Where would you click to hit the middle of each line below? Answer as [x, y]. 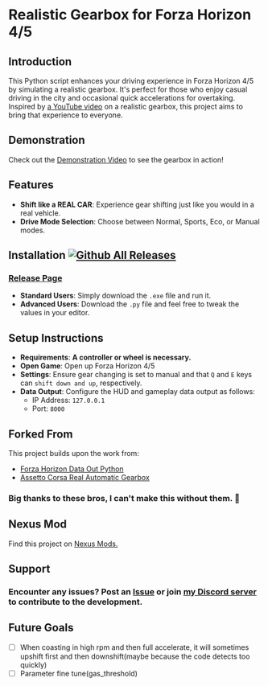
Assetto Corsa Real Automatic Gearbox [85, 477]
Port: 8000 [48, 409]
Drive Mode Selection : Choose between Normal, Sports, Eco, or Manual [140, 221]
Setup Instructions [56, 338]
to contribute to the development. [76, 602]
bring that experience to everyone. [66, 115]
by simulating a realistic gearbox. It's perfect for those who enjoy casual [128, 89]
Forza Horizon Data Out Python [72, 469]
